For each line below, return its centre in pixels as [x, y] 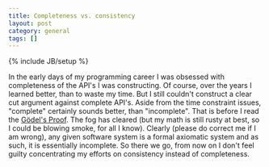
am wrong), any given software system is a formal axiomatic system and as [134, 137]
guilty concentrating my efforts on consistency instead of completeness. [129, 154]
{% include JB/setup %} [48, 61]
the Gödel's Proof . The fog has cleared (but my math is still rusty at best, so [134, 120]
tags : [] [23, 38]
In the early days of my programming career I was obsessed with [116, 77]
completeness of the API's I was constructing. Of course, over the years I [130, 86]
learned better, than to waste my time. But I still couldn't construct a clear [130, 94]
